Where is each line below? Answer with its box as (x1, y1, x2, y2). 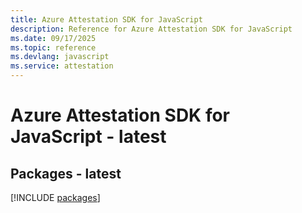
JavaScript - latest (10, 126, 167, 148)
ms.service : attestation (10, 61, 114, 71)
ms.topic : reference (10, 42, 97, 53)
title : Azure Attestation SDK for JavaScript (10, 14, 203, 25)
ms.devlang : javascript (10, 52, 110, 62)
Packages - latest (10, 165, 122, 182)
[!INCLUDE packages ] (10, 192, 101, 203)
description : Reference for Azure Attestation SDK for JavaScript (10, 24, 293, 34)
